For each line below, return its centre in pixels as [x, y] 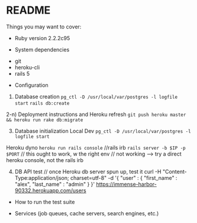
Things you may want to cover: [44, 27]
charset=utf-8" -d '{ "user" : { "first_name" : [124, 177]
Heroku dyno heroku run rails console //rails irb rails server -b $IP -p [96, 147]
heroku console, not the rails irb [45, 160]
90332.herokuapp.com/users [51, 190]
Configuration [31, 85]
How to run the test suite [45, 202]
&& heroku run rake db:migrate [45, 120]
